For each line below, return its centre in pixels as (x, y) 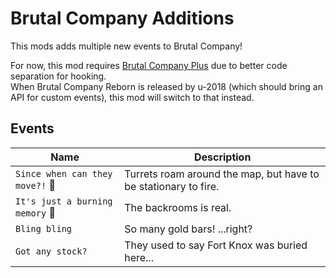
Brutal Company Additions (122, 18)
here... (139, 257)
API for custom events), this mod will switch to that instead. (132, 97)
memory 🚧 (35, 212)
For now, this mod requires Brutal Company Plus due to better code (149, 65)
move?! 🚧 (35, 185)
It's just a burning (64, 201)
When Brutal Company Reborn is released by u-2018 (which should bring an (166, 86)
